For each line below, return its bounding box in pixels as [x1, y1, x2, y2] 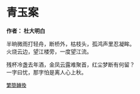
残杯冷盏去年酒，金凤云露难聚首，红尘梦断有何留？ [6, 61, 135, 68]
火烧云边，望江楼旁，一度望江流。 [6, 47, 92, 55]
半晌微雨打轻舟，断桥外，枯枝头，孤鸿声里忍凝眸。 [6, 40, 135, 47]
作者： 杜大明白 [6, 27, 46, 34]
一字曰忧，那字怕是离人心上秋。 [6, 68, 87, 76]
